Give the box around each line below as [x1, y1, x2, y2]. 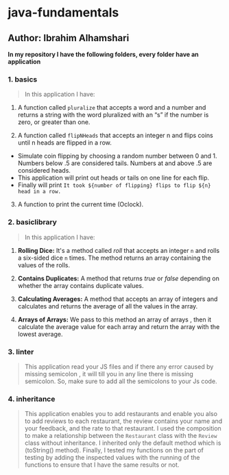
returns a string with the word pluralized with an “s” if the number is [17, 111, 209, 119]
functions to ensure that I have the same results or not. [24, 461, 180, 469]
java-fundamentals [8, 5, 119, 21]
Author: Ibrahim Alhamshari [8, 32, 130, 44]
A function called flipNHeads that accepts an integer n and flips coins [17, 132, 213, 140]
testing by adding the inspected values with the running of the [24, 454, 200, 462]
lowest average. [17, 330, 63, 338]
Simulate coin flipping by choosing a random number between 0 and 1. [17, 152, 218, 160]
